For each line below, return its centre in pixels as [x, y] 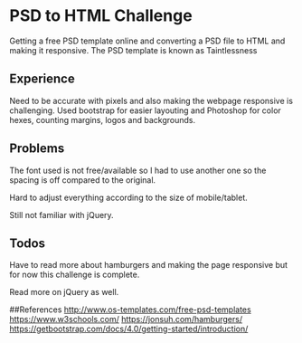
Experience [42, 79]
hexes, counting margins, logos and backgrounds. [103, 119]
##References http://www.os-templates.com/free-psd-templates [130, 310]
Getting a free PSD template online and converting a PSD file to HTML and [147, 41]
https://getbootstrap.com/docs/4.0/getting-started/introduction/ [129, 329]
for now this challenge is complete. [75, 275]
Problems [37, 149]
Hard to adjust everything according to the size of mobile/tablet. [129, 197]
